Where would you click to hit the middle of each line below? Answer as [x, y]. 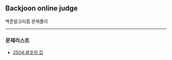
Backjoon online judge [41, 8]
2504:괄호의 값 [28, 52]
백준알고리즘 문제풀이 [27, 21]
